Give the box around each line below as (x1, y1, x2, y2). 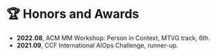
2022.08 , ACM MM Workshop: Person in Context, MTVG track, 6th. (16, 33, 210, 42)
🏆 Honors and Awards (6, 6, 140, 22)
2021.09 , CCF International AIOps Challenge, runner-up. (16, 41, 178, 49)
